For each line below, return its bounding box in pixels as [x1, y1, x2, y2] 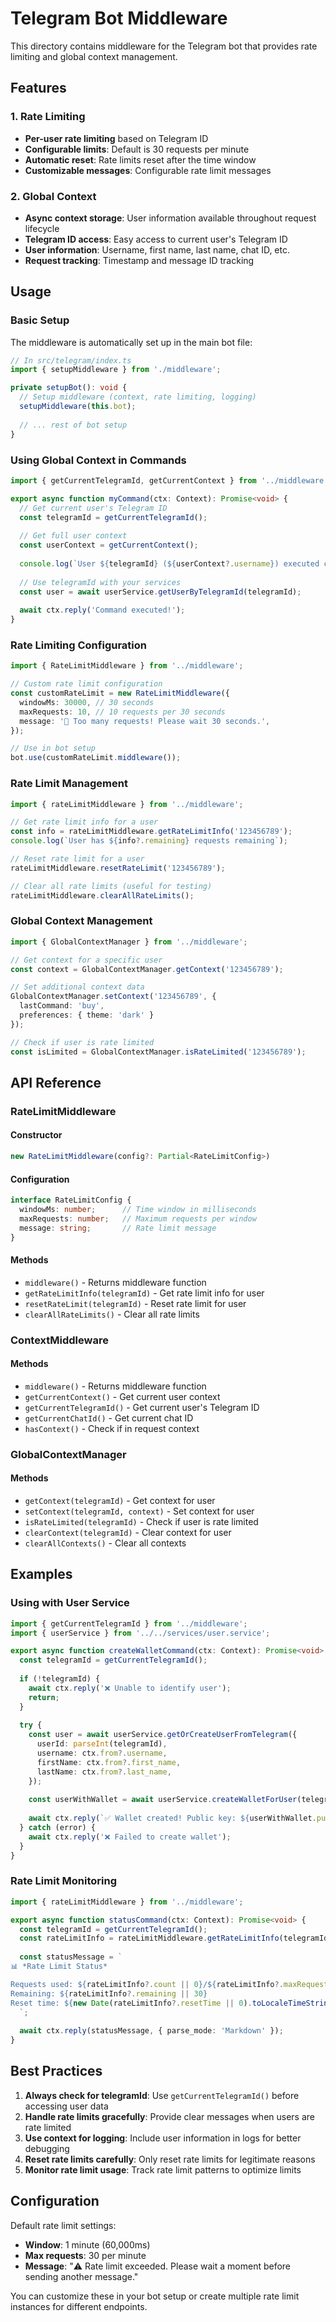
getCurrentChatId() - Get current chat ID [24, 1412, 194, 1424]
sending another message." [24, 2270, 139, 2282]
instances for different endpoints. [10, 2300, 148, 2312]
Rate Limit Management [10, 777, 128, 791]
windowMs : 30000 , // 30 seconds [19, 697, 155, 707]
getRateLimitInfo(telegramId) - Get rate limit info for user [24, 1287, 265, 1299]
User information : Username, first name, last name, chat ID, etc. [24, 243, 290, 256]
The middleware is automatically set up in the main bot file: [10, 336, 253, 348]
